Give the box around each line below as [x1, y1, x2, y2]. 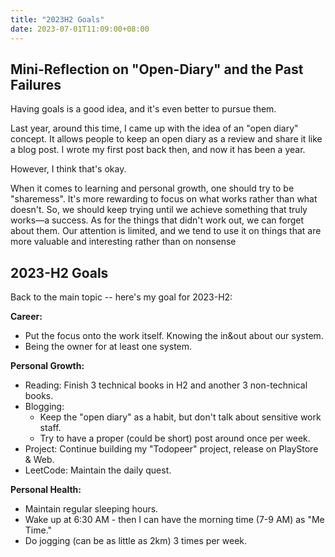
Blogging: [24, 401, 65, 413]
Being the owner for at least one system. [24, 341, 193, 353]
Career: [10, 311, 43, 323]
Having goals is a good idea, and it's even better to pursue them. [10, 103, 277, 115]
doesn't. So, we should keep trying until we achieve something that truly [10, 204, 308, 216]
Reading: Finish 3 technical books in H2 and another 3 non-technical [24, 379, 308, 391]
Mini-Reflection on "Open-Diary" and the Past [10, 61, 304, 78]
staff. [39, 422, 62, 434]
